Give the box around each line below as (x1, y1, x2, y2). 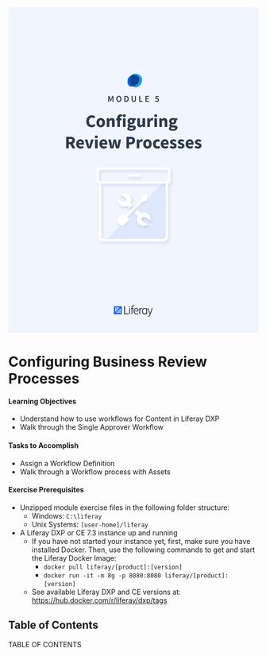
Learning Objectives (8, 396, 77, 406)
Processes (8, 370, 79, 388)
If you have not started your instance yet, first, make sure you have (31, 536, 251, 546)
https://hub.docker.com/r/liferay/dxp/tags (31, 595, 168, 605)
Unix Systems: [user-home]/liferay (31, 519, 148, 529)
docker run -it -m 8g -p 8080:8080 (43, 571, 161, 580)
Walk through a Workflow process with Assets (19, 467, 171, 477)
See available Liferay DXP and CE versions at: (31, 587, 181, 596)
